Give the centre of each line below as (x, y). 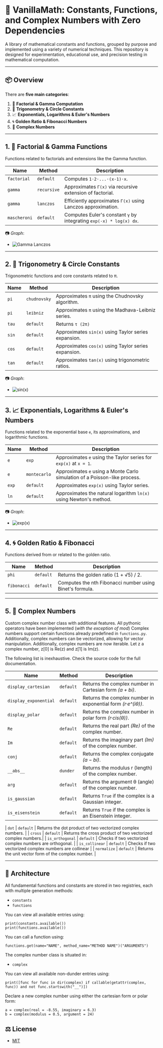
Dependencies (35, 31)
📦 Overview (24, 80)
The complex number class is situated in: (46, 954)
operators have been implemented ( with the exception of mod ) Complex (77, 628)
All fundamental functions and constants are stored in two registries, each (79, 885)
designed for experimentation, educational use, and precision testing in (76, 54)
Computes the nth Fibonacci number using (106, 583)
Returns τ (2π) (73, 324)
